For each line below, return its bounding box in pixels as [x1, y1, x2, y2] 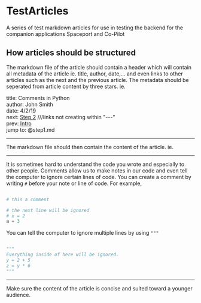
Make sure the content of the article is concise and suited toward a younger [6, 284, 193, 292]
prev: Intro [6, 120, 32, 127]
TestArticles [6, 4, 69, 18]
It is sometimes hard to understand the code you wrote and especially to [6, 160, 185, 168]
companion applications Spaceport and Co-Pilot [6, 30, 125, 37]
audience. [6, 291, 31, 298]
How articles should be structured [6, 48, 136, 58]
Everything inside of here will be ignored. [6, 252, 119, 258]
